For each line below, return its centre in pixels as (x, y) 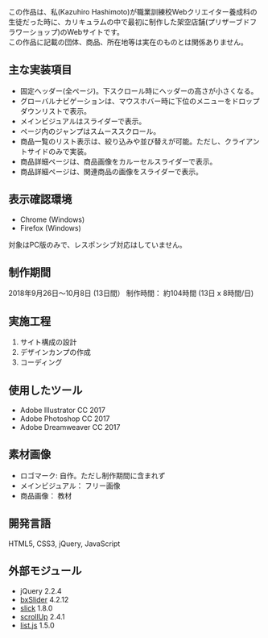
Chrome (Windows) (52, 219)
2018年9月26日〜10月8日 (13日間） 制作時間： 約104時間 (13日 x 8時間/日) (131, 294)
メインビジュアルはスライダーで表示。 (83, 121)
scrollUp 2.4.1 (42, 616)
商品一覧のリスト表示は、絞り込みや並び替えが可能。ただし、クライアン (140, 141)
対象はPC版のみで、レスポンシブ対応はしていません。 (97, 244)
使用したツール (45, 390)
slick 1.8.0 (36, 608)
